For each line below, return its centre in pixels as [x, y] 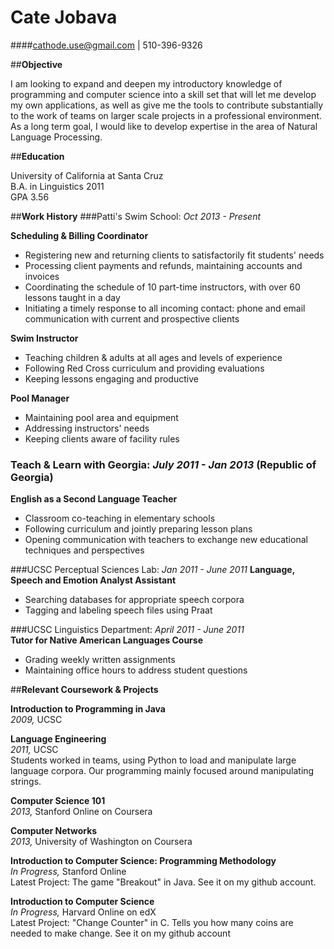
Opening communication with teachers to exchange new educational [166, 540]
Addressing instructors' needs [87, 428]
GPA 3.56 [30, 197]
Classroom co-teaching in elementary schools [120, 518]
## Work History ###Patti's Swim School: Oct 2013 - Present [136, 216]
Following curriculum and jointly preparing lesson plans [138, 529]
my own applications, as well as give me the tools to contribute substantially [167, 105]
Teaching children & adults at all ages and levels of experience [153, 357]
